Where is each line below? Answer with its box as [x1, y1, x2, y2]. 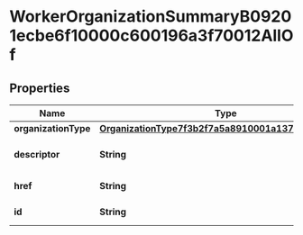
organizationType [14, 122, 91, 134]
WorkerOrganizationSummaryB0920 [9, 6, 292, 27]
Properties [9, 80, 70, 95]
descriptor [14, 149, 60, 160]
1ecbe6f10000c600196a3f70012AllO [9, 25, 294, 46]
